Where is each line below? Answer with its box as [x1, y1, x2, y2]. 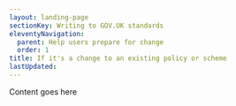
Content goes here [9, 86, 78, 97]
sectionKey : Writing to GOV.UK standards [9, 21, 164, 30]
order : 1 [17, 46, 49, 55]
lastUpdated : [9, 63, 57, 72]
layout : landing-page [9, 12, 89, 22]
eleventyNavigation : [9, 29, 86, 38]
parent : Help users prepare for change [17, 37, 164, 47]
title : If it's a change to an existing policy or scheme [9, 54, 227, 63]
